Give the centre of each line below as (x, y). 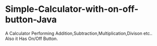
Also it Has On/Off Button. (31, 39)
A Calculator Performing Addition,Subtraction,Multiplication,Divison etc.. (79, 33)
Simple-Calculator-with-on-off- (72, 9)
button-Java (31, 20)
